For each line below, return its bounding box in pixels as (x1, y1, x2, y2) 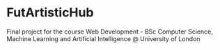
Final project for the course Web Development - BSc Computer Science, (6, 27, 214, 36)
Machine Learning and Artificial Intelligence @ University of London (6, 34, 201, 42)
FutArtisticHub (6, 5, 94, 21)
